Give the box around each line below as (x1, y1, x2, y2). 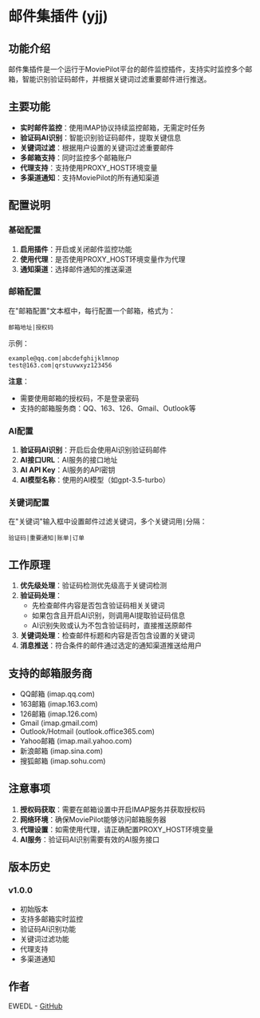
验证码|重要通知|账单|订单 (8, 534, 85, 543)
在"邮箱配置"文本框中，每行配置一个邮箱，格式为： (8, 306, 176, 315)
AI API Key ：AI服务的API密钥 (19, 465, 116, 475)
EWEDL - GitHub (8, 1001, 63, 1011)
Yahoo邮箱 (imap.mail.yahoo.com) (19, 736, 132, 746)
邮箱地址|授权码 (8, 323, 54, 331)
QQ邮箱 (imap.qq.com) (19, 689, 96, 699)
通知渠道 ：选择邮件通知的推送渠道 (19, 264, 132, 274)
